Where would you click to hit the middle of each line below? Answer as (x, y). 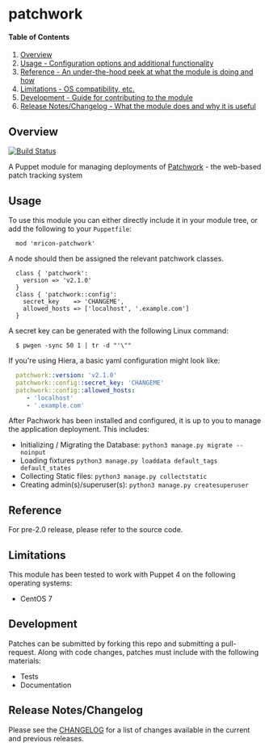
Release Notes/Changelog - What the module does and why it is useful (138, 107)
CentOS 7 (36, 599)
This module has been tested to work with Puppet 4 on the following (122, 575)
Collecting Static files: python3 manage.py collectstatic (113, 476)
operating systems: (40, 583)
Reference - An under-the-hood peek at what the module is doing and (137, 72)
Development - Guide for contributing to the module (107, 98)
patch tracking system (46, 175)
